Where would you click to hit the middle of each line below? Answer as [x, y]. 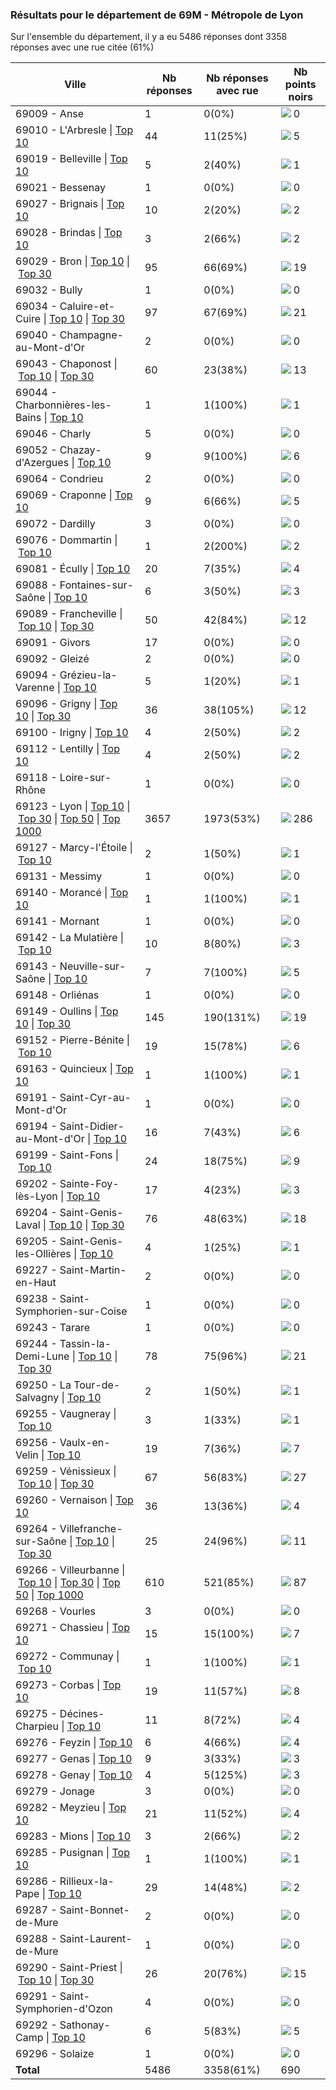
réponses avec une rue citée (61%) [82, 47]
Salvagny [37, 1398]
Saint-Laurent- [96, 1939]
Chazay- [80, 450]
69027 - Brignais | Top [70, 204]
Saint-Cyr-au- [95, 1098]
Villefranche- [91, 1529]
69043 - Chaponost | [66, 364]
